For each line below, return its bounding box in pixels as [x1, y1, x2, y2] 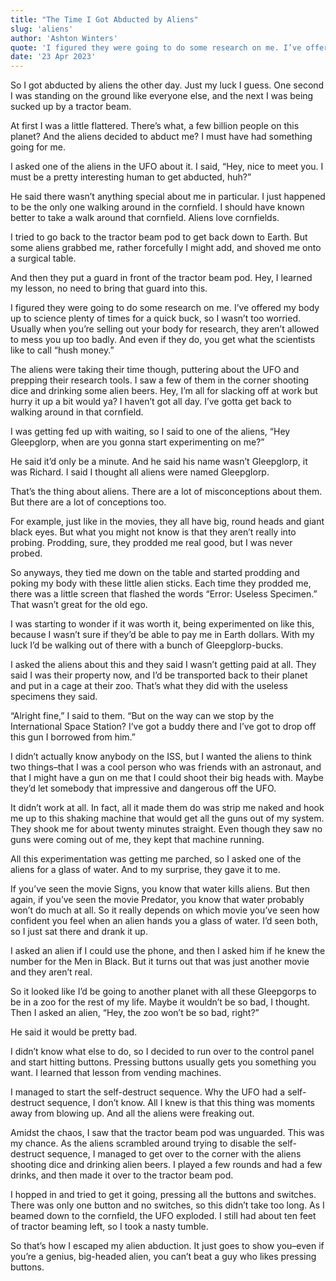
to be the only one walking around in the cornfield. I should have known [10, 201, 305, 213]
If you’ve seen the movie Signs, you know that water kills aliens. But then [10, 883, 311, 895]
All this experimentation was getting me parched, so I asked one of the [10, 853, 302, 865]
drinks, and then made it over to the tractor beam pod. [10, 1169, 234, 1181]
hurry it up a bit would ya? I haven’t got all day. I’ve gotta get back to [10, 396, 292, 408]
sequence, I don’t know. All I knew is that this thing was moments [46, 1097, 315, 1109]
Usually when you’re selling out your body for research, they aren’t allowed [10, 323, 320, 335]
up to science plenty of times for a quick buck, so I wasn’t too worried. [10, 312, 302, 325]
